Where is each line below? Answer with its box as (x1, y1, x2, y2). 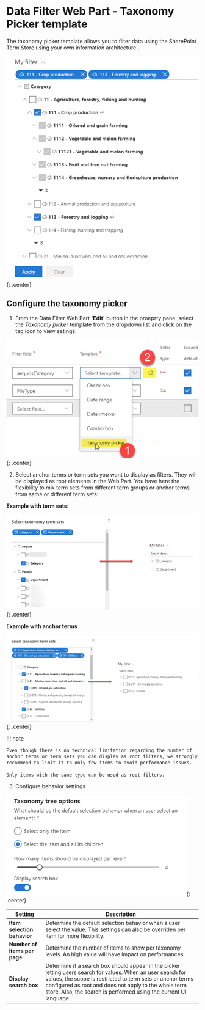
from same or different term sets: (15, 491, 99, 498)
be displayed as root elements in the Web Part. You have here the (15, 478, 180, 485)
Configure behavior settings (15, 783, 86, 790)
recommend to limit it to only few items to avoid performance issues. (6, 759, 192, 766)
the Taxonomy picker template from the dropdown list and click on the (15, 321, 192, 328)
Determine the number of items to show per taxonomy (45, 944, 181, 951)
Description (106, 910, 136, 918)
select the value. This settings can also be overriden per (45, 926, 186, 933)
